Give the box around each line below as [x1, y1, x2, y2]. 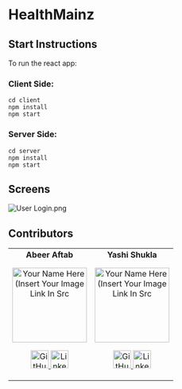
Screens [8, 182, 50, 196]
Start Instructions [8, 37, 98, 51]
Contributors [8, 226, 74, 240]
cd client [8, 96, 41, 104]
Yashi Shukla [106, 250, 157, 261]
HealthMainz [8, 6, 95, 24]
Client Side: [8, 78, 54, 89]
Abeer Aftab [25, 250, 74, 261]
